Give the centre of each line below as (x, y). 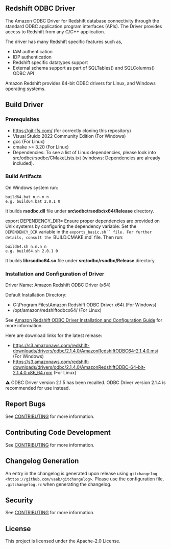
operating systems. (26, 89)
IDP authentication (32, 57)
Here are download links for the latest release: (54, 335)
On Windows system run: (32, 187)
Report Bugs (26, 404)
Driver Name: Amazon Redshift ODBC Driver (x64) (58, 285)
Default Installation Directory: (36, 295)
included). (23, 163)
